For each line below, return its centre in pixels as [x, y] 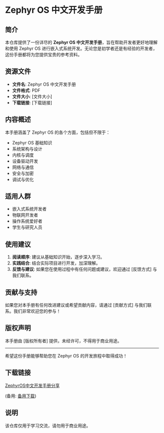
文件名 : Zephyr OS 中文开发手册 [44, 84]
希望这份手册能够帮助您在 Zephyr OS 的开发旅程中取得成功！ [66, 356]
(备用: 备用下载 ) [21, 396]
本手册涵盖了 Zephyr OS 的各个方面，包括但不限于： [58, 132]
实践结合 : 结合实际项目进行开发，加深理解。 [56, 263]
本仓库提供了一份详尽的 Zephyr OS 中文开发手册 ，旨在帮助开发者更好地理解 [81, 42]
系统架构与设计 [27, 149]
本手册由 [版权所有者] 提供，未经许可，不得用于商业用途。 [63, 340]
